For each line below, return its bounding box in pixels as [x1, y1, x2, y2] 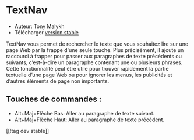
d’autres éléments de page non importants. [6, 77, 110, 85]
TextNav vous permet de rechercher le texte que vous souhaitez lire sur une [6, 40, 189, 47]
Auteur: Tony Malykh [14, 23, 65, 30]
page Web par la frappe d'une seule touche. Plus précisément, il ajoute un [6, 46, 184, 53]
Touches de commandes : [6, 94, 102, 104]
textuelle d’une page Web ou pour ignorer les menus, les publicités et [6, 71, 172, 78]
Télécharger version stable [14, 29, 79, 36]
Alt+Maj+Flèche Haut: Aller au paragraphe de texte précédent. [14, 116, 165, 123]
